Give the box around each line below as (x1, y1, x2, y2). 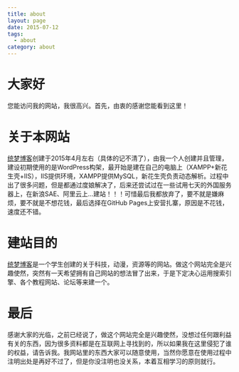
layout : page (7, 17, 46, 24)
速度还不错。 (7, 207, 45, 216)
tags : (7, 30, 23, 38)
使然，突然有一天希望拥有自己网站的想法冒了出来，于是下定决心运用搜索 (13, 269, 225, 277)
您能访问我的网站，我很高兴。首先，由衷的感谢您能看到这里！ (7, 101, 188, 110)
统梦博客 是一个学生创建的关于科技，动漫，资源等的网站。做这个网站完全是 (7, 259, 225, 268)
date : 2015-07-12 (7, 24, 59, 31)
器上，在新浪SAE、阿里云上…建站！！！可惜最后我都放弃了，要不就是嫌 (7, 190, 218, 198)
